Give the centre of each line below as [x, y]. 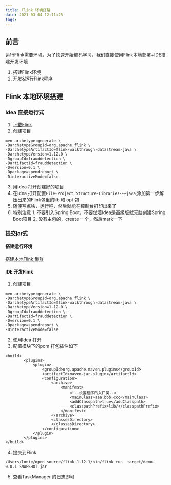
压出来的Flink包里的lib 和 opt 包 [46, 199]
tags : [11, 20]
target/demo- [141, 462]
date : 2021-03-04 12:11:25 [34, 15]
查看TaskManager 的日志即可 [44, 477]
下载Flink [22, 124]
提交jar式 [17, 233]
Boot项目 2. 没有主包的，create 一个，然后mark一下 [67, 219]
